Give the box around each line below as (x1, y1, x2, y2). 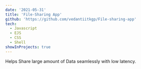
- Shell (10, 40, 26, 45)
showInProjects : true (5, 44, 51, 49)
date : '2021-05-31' (5, 7, 46, 12)
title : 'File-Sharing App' (5, 12, 62, 17)
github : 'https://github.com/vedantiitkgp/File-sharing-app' (5, 16, 137, 21)
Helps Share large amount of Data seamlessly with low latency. (5, 58, 136, 64)
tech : (5, 21, 17, 26)
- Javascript (10, 26, 37, 31)
